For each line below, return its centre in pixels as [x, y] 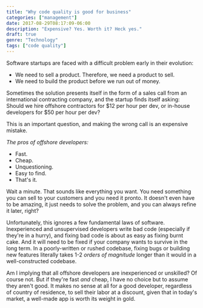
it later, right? [23, 210]
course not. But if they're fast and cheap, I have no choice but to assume [97, 279]
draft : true [21, 35]
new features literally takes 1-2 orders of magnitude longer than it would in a [101, 255]
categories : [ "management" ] [42, 18]
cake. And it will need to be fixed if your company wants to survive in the [97, 242]
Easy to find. [31, 173]
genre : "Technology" [32, 40]
